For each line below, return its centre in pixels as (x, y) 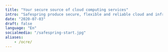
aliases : (14, 38)
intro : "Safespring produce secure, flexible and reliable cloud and (79, 14)
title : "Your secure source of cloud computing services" (67, 10)
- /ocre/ (23, 42)
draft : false (19, 24)
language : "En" (21, 28)
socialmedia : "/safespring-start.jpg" (45, 33)
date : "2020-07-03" (25, 19)
